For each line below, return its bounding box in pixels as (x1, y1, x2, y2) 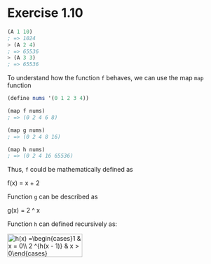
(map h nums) (7, 146, 46, 153)
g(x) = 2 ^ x (7, 206, 41, 215)
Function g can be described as (7, 192, 98, 201)
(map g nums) (7, 127, 46, 134)
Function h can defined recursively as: (7, 220, 118, 228)
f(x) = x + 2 (7, 179, 40, 187)
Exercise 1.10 (7, 5, 83, 21)
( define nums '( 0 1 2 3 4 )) (7, 95, 90, 102)
